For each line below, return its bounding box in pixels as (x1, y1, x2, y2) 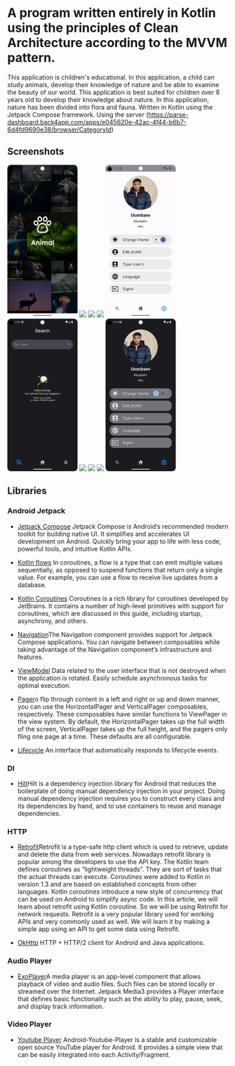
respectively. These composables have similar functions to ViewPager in (17, 709, 227, 718)
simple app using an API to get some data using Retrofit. (17, 925, 180, 933)
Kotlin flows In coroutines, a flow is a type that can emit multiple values (17, 558, 223, 567)
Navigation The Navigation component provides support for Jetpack (17, 630, 213, 638)
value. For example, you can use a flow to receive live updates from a (17, 573, 218, 582)
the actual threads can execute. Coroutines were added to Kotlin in (17, 873, 210, 881)
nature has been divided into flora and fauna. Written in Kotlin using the (7, 103, 213, 111)
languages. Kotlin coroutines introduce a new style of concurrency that (17, 887, 223, 896)
